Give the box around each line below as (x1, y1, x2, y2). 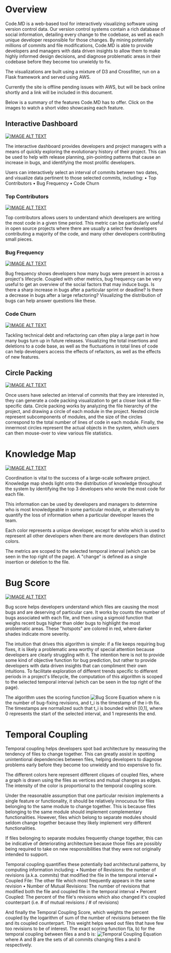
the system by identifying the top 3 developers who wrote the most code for (5, 486, 165, 492)
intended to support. (5, 851, 48, 858)
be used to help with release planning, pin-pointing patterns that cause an (5, 154, 161, 160)
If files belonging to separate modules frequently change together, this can (5, 835, 163, 841)
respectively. (5, 942, 32, 948)
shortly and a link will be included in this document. (5, 89, 113, 95)
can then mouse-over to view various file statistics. (5, 430, 113, 436)
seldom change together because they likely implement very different (5, 820, 152, 826)
